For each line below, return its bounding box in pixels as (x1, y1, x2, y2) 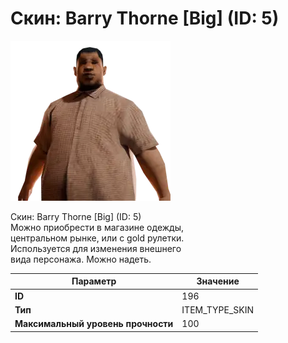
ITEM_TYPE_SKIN (181, 303, 255, 316)
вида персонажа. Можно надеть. (10, 253, 152, 265)
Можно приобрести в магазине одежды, (10, 221, 184, 233)
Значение (196, 275, 240, 287)
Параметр (71, 275, 117, 287)
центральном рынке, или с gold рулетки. (10, 232, 185, 244)
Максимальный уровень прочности (14, 318, 174, 330)
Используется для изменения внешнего (10, 242, 182, 254)
